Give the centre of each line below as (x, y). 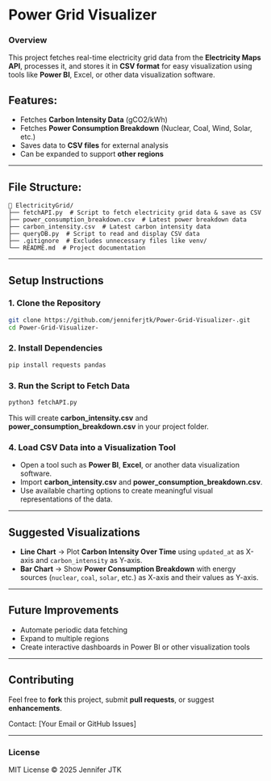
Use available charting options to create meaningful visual (117, 491)
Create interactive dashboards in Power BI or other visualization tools (135, 647)
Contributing (41, 680)
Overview (28, 40)
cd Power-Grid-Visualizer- (54, 328)
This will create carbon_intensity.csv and (78, 418)
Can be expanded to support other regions (92, 154)
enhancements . (35, 708)
